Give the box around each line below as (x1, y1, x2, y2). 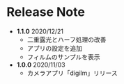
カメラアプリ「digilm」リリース (26, 69, 118, 77)
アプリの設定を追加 (26, 44, 83, 52)
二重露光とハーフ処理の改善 (26, 35, 107, 44)
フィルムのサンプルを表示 (26, 53, 100, 61)
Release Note (6, 4, 85, 20)
